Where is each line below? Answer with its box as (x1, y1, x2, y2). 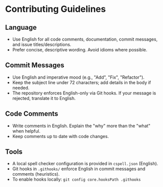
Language (5, 23, 37, 32)
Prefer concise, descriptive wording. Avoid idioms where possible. (12, 47, 148, 52)
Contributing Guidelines (5, 3, 106, 15)
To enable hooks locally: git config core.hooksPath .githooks (12, 177, 141, 183)
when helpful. (12, 128, 41, 134)
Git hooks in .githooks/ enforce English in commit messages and (12, 166, 146, 172)
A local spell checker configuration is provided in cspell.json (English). (12, 161, 159, 167)
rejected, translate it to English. (12, 95, 76, 101)
